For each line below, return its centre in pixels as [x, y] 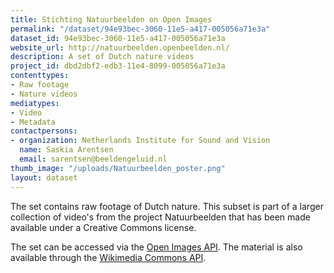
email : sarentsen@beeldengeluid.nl [93, 159]
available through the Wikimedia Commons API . [108, 257]
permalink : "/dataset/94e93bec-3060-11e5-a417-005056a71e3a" [140, 29]
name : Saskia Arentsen [66, 150]
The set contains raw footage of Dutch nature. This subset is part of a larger [167, 206]
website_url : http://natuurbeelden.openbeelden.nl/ [120, 47]
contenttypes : [40, 76]
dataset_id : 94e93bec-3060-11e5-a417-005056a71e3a [118, 38]
